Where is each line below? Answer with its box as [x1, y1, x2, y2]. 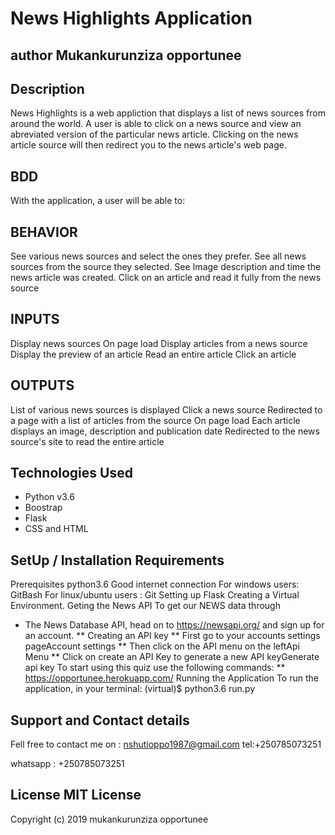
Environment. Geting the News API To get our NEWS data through [10, 600, 281, 612]
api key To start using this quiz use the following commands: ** [24, 662, 286, 674]
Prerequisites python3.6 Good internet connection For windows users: [10, 578, 300, 591]
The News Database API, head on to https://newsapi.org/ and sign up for [24, 619, 325, 631]
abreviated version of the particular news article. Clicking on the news [10, 128, 299, 141]
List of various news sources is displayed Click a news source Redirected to [10, 403, 323, 416]
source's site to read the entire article [10, 435, 165, 447]
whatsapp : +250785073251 [10, 758, 125, 770]
